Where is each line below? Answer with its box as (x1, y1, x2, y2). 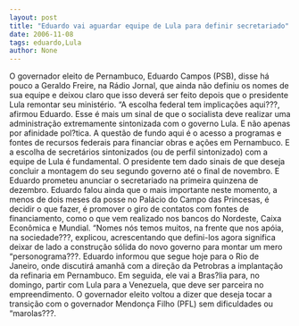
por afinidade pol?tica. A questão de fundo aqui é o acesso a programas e (9, 128, 282, 138)
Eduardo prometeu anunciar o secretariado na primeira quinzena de (9, 175, 259, 186)
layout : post (9, 13, 58, 22)
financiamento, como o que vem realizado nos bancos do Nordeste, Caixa (9, 213, 282, 224)
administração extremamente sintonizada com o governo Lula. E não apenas (9, 118, 291, 130)
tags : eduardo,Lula (9, 38, 82, 47)
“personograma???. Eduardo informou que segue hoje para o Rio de (9, 251, 260, 262)
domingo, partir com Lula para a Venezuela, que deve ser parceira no (9, 280, 264, 290)
